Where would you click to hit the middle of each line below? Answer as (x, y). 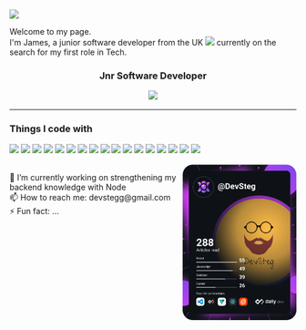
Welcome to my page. (51, 32)
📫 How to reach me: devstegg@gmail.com (90, 197)
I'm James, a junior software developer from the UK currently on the (143, 43)
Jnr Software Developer (153, 76)
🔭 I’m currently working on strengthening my (93, 177)
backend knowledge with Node (68, 187)
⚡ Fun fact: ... (34, 211)
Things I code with (51, 129)
